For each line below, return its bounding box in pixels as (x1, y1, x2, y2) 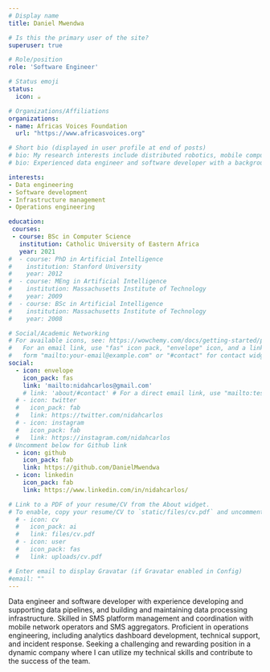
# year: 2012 (8, 270, 63, 278)
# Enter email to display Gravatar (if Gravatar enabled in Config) (8, 567, 243, 575)
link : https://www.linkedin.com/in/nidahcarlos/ (22, 486, 189, 494)
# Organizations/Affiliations (8, 107, 110, 115)
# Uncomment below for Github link (8, 441, 128, 450)
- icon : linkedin (15, 471, 74, 479)
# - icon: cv (15, 515, 59, 523)
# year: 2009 (8, 292, 63, 300)
